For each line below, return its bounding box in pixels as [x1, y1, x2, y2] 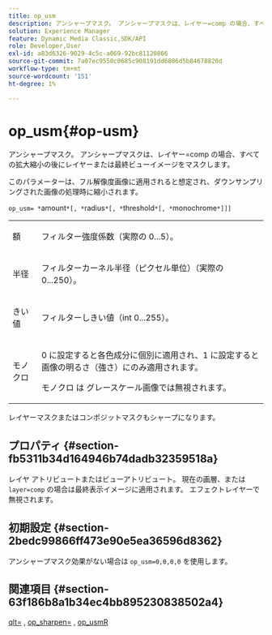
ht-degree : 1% [8, 79, 57, 88]
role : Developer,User [8, 42, 82, 50]
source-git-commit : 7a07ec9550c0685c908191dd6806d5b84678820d [8, 58, 223, 66]
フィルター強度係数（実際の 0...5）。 [41, 231, 178, 242]
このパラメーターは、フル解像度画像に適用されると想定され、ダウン [8, 177, 236, 187]
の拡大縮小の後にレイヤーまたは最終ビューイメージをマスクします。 [8, 160, 235, 169]
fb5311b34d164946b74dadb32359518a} [8, 452, 219, 466]
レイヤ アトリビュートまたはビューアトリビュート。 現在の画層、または [8, 474, 246, 484]
